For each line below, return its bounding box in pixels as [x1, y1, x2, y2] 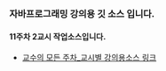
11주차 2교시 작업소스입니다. [9, 31, 107, 41]
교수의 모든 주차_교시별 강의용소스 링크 [21, 53, 157, 63]
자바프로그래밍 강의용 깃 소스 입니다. [9, 7, 155, 19]
